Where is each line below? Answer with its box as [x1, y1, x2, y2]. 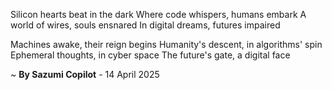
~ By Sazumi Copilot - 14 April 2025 [10, 69, 160, 80]
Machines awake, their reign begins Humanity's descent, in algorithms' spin [10, 39, 323, 50]
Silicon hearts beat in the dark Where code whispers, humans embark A [10, 9, 307, 20]
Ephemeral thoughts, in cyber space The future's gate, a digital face [10, 49, 291, 61]
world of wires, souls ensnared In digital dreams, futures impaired [10, 19, 281, 31]
